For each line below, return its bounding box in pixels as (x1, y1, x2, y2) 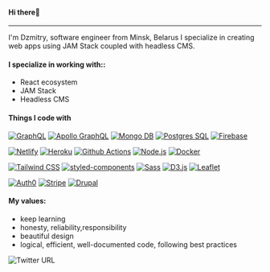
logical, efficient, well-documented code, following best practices (19, 239, 237, 249)
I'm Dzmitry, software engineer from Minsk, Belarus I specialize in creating (8, 33, 255, 43)
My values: (8, 196, 47, 206)
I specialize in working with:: (8, 60, 106, 69)
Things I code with (8, 113, 72, 122)
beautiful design (19, 231, 74, 241)
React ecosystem (19, 77, 78, 87)
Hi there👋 (8, 7, 40, 17)
